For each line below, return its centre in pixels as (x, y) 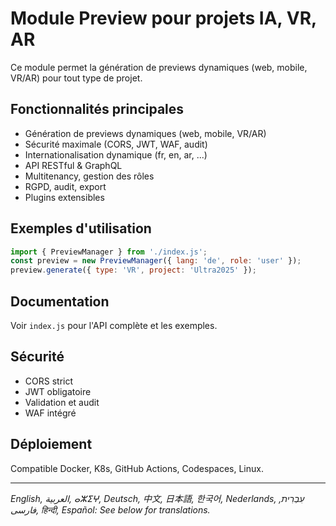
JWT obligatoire (58, 391)
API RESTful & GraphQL (73, 165)
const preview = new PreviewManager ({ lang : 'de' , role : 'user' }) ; (156, 261)
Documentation (60, 301)
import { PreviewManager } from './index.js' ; (109, 252)
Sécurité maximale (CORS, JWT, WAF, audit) (116, 144)
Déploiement (51, 444)
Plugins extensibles (64, 197)
